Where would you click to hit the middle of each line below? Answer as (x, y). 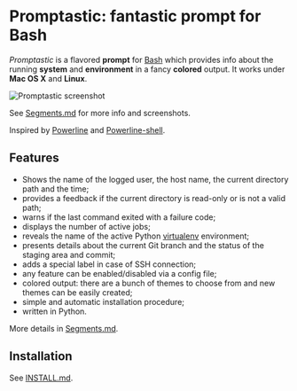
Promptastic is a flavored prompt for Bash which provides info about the (141, 59)
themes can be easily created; (77, 292)
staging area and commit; (69, 254)
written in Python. (54, 311)
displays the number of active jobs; (86, 226)
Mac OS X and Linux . (48, 78)
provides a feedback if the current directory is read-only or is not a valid (154, 198)
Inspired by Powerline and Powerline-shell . (87, 129)
